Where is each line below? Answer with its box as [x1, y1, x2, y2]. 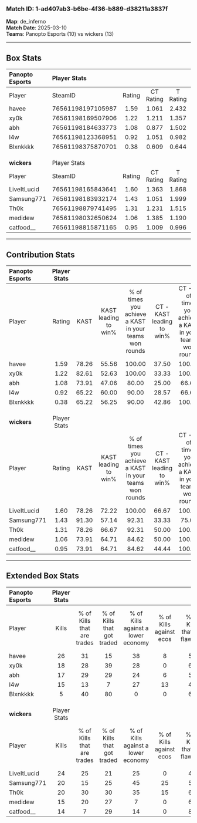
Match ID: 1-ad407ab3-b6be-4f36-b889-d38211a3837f [6, 5, 168, 13]
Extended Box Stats [6, 571, 79, 581]
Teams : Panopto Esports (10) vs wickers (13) [6, 31, 114, 38]
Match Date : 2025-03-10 [6, 24, 67, 31]
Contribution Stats [6, 249, 75, 259]
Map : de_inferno [6, 18, 46, 25]
